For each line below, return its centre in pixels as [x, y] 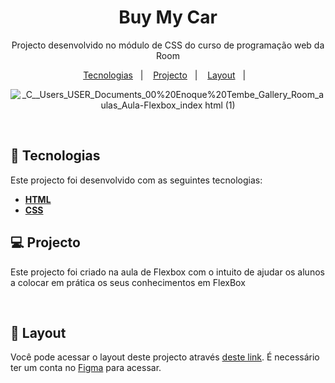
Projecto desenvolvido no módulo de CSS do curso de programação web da [168, 45]
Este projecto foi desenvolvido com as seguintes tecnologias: [136, 180]
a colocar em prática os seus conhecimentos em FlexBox [128, 282]
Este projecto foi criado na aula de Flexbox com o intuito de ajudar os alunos [167, 272]
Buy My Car [168, 17]
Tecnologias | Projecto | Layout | [165, 75]
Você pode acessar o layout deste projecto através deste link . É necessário [165, 357]
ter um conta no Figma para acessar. [86, 368]
